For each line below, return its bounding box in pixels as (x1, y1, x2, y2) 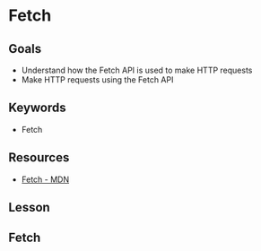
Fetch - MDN (21, 174, 70, 185)
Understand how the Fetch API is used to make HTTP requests (21, 65, 253, 75)
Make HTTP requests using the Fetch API (21, 74, 174, 85)
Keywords (8, 100, 66, 116)
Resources (8, 150, 70, 166)
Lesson (8, 200, 50, 215)
